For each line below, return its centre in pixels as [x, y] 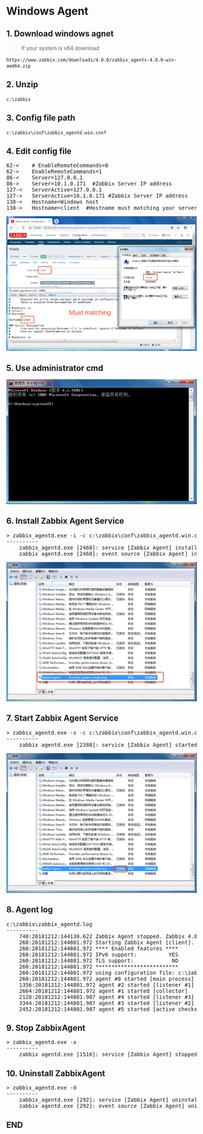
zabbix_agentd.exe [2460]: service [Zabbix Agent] [95, 548]
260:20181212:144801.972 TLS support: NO [99, 960]
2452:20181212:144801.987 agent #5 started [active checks [108, 1009]
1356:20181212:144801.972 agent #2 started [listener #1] [107, 985]
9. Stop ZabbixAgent [46, 1028]
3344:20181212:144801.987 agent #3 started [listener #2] [107, 1003]
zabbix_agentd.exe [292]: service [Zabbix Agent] [94, 1100]
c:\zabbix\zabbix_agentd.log [49, 924]
